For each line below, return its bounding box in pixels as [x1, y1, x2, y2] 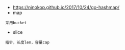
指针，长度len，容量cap [5, 40, 50, 45]
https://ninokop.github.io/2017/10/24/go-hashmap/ [12, 5, 120, 10]
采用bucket [5, 20, 27, 25]
